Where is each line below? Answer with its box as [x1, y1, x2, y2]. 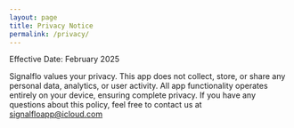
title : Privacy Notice [9, 21, 94, 30]
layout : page [9, 12, 58, 22]
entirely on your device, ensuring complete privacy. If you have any [9, 90, 257, 100]
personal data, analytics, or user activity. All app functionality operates [9, 81, 269, 92]
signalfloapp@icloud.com [9, 108, 103, 120]
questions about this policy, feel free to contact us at [9, 100, 202, 110]
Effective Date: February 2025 [9, 54, 120, 65]
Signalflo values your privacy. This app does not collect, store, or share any [9, 71, 286, 82]
